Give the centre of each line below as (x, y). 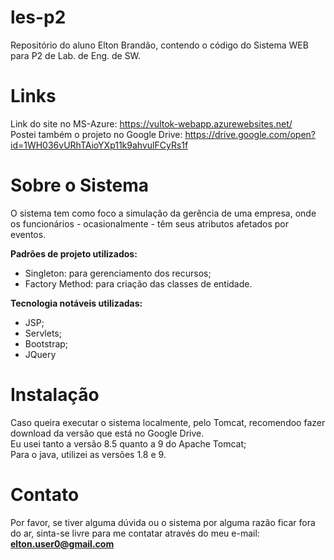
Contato (45, 494)
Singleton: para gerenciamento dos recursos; (118, 273)
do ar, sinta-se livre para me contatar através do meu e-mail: (135, 533)
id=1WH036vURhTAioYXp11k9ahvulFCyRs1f (99, 145)
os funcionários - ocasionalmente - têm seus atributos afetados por (150, 223)
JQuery (40, 354)
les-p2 (38, 17)
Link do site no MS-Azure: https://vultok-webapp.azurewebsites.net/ (151, 123)
